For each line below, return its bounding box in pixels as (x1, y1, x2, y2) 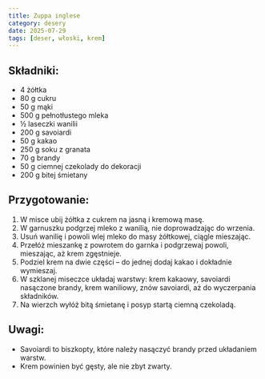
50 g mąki (19, 102, 54, 112)
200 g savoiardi (19, 127, 72, 137)
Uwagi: (8, 323, 45, 337)
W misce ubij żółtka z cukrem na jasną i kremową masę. (19, 214, 205, 224)
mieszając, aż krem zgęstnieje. (19, 248, 122, 258)
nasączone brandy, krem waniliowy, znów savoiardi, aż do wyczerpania (19, 282, 256, 292)
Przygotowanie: (8, 193, 90, 207)
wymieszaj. (19, 265, 58, 275)
